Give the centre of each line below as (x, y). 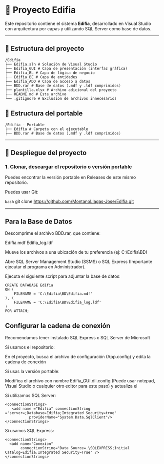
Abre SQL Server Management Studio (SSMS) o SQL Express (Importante (79, 262)
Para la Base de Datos (39, 221)
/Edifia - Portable (25, 125)
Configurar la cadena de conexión (58, 326)
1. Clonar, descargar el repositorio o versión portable (69, 167)
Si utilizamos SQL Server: (31, 395)
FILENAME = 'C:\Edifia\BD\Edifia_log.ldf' (58, 303)
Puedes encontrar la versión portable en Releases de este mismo (71, 177)
